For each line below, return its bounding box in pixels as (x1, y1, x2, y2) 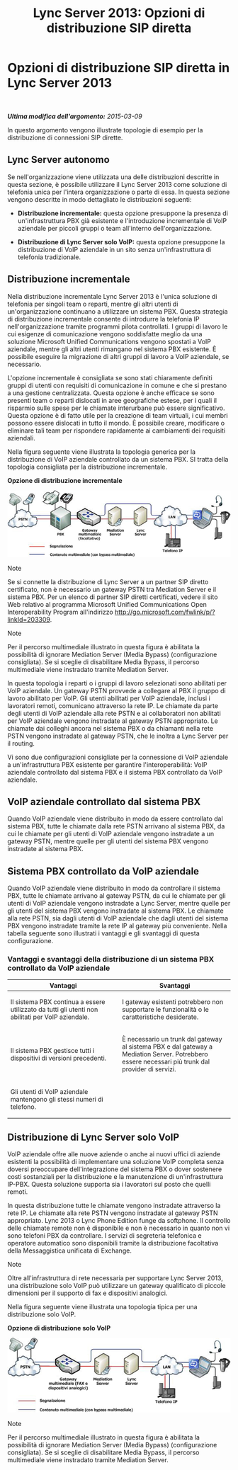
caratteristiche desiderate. (122, 1013, 199, 1021)
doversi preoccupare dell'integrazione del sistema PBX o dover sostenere (7, 1165, 222, 1173)
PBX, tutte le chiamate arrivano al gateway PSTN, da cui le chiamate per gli (7, 891, 226, 900)
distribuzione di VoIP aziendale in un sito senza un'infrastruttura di (17, 245, 212, 253)
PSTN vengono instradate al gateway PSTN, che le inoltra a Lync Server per (7, 731, 229, 740)
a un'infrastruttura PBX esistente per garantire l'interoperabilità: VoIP (7, 760, 208, 769)
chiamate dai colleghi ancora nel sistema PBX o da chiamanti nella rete (7, 724, 214, 732)
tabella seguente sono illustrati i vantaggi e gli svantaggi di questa (7, 929, 200, 938)
